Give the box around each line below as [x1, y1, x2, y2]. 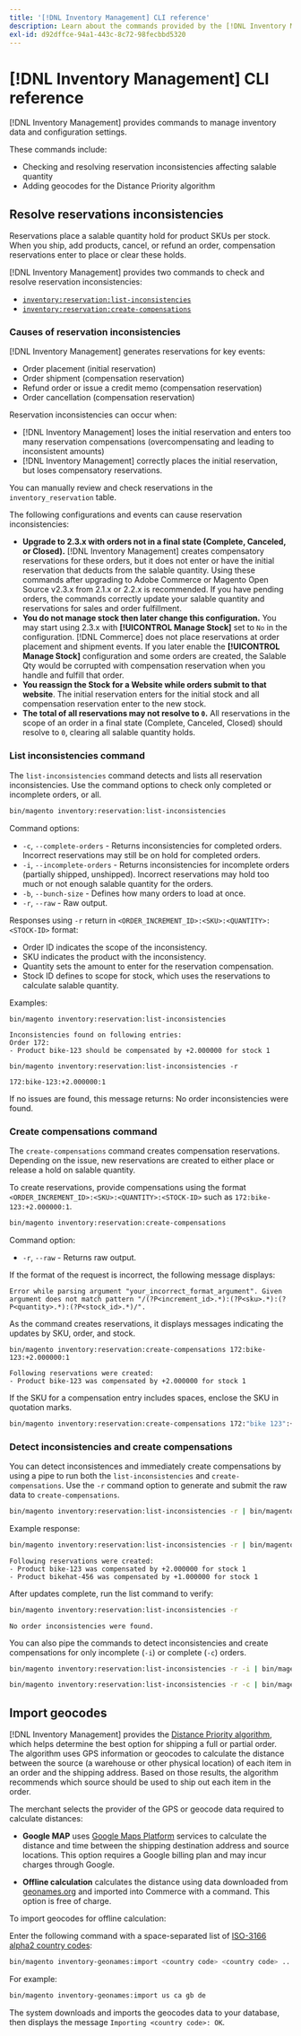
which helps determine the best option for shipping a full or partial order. [9, 1739, 278, 1750]
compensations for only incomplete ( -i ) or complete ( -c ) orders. [9, 1646, 246, 1657]
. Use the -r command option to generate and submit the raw [61, 1479, 288, 1490]
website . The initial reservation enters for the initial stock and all [21, 689, 260, 700]
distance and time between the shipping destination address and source [21, 1840, 289, 1851]
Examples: [9, 997, 47, 1008]
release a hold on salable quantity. [9, 1164, 136, 1175]
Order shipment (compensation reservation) [21, 373, 185, 384]
